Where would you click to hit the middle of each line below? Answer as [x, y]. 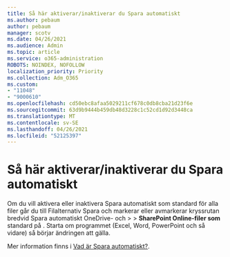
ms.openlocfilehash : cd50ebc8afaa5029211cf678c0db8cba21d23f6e [100, 104]
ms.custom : [23, 84]
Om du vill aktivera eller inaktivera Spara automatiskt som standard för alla [113, 204]
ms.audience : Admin [35, 46]
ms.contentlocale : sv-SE [43, 123]
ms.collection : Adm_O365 [43, 78]
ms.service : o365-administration [55, 59]
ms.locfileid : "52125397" [44, 135]
